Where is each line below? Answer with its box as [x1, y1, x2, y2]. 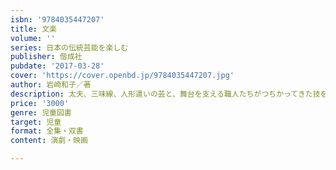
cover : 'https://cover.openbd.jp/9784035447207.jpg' [10, 71, 235, 81]
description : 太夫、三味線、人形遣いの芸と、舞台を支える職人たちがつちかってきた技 [10, 89, 321, 99]
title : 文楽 [10, 24, 57, 34]
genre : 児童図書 [10, 107, 72, 118]
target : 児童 [10, 117, 62, 127]
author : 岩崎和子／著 [10, 80, 92, 90]
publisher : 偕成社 [10, 52, 83, 62]
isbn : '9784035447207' [10, 14, 105, 25]
